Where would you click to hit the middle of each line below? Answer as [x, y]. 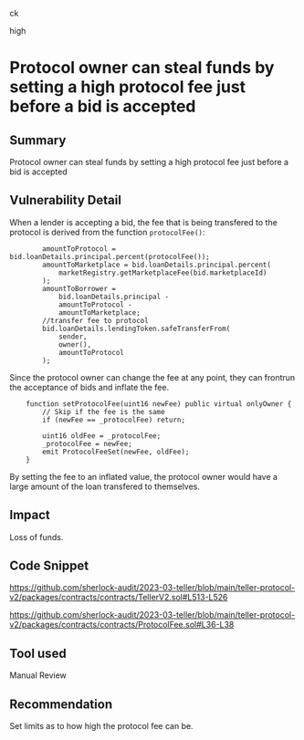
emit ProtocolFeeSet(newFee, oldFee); [116, 452]
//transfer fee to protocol [95, 320]
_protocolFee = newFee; [87, 443]
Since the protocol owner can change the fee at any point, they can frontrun [152, 377]
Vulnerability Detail [65, 200]
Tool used [38, 653]
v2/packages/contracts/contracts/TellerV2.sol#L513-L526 [119, 598]
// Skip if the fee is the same [104, 412]
